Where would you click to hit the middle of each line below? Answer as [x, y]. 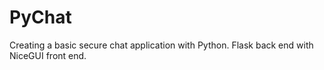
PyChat [40, 17]
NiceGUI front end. [48, 55]
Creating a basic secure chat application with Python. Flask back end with [161, 45]
